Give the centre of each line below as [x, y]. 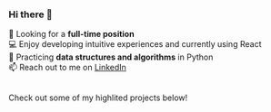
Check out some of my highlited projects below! [98, 98]
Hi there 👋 [31, 14]
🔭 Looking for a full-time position [71, 34]
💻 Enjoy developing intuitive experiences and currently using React [135, 44]
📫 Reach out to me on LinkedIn [67, 68]
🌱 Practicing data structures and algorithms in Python [111, 57]
